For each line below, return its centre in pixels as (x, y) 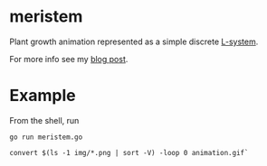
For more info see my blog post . (69, 59)
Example (43, 96)
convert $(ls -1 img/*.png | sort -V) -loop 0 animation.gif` (129, 152)
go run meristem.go (46, 137)
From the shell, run (44, 120)
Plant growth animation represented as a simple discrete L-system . (134, 41)
